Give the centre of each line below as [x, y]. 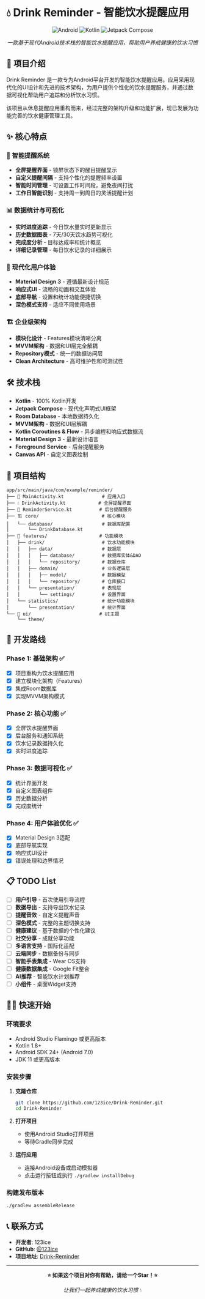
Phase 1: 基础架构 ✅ [36, 658]
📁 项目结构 [26, 476]
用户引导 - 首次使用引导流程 [50, 899]
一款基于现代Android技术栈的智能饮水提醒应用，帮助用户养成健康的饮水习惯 [103, 42]
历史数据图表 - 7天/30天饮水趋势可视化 [64, 234]
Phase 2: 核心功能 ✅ [36, 713]
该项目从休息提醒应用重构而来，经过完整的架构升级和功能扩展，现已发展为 [100, 108]
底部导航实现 [31, 846]
